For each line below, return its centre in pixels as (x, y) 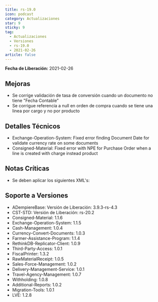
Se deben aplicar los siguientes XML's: (51, 180)
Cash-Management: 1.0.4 (37, 228)
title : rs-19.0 (20, 9)
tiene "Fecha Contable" (35, 101)
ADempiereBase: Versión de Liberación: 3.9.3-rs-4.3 (65, 207)
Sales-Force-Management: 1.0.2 (44, 264)
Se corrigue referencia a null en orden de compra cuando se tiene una (82, 106)
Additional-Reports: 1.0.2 (37, 285)
